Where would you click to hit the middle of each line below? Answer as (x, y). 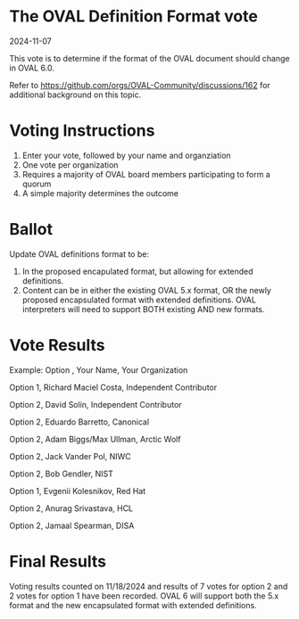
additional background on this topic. (75, 95)
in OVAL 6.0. (32, 68)
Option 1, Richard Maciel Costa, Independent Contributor (113, 387)
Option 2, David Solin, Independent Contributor (96, 404)
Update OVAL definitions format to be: (79, 254)
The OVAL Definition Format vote (134, 17)
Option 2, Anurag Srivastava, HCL (71, 508)
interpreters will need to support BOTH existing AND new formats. (143, 309)
